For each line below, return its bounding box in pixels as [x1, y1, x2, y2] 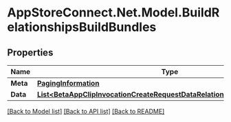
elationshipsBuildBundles [7, 19, 157, 35]
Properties [7, 47, 54, 58]
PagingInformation [36, 79, 100, 88]
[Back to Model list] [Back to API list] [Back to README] [7, 108, 165, 115]
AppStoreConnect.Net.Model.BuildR [7, 5, 220, 21]
